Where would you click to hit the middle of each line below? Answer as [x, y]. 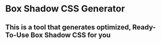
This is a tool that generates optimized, [68, 27]
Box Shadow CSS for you [70, 35]
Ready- [144, 27]
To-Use [17, 35]
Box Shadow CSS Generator [65, 9]
